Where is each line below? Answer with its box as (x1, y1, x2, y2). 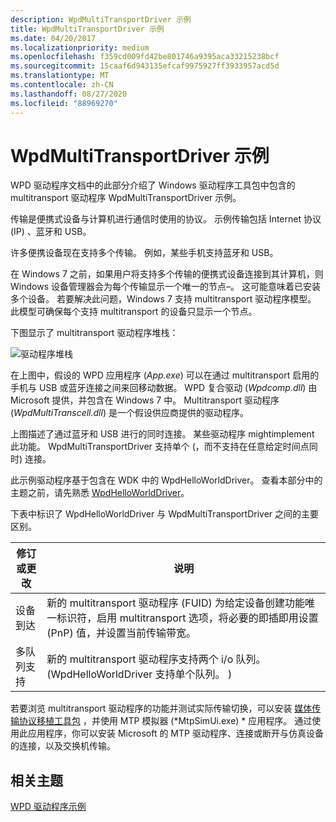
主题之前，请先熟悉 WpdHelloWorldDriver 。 (10, 487, 190, 499)
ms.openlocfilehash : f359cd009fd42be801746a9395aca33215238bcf (10, 52, 280, 62)
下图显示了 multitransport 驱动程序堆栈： (10, 327, 179, 339)
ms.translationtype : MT (10, 71, 110, 81)
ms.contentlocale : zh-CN (10, 80, 114, 90)
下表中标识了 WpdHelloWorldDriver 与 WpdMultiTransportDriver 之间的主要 (10, 508, 320, 520)
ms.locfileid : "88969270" (10, 98, 118, 108)
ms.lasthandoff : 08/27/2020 (10, 89, 128, 99)
